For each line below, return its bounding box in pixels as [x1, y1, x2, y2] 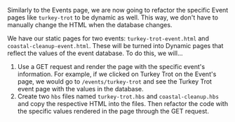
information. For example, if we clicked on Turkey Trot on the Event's [17, 70, 217, 78]
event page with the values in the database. [17, 85, 144, 93]
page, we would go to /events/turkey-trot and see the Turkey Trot [17, 77, 213, 86]
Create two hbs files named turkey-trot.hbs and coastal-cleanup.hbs [17, 92, 220, 100]
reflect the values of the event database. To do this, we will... [7, 49, 183, 57]
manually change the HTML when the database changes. [7, 21, 173, 29]
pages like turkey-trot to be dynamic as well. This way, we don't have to [7, 13, 219, 22]
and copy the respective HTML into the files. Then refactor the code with [17, 100, 229, 107]
